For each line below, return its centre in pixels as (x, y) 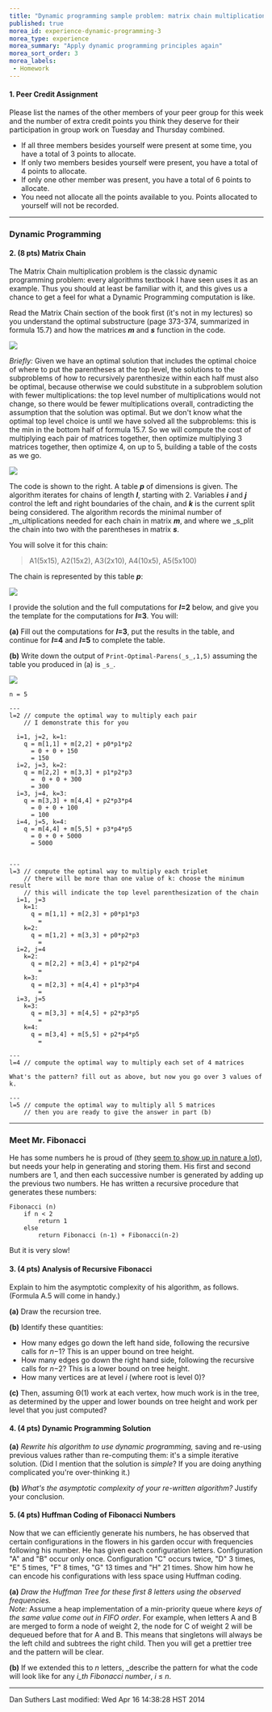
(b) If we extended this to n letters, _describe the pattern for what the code (134, 1667)
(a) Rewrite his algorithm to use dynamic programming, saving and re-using (135, 1446)
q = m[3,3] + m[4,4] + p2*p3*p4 (78, 801)
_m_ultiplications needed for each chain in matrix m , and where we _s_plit (131, 521)
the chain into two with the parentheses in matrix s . (94, 529)
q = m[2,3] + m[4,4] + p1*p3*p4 (85, 985)
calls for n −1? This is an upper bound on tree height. (107, 1351)
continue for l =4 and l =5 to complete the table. (87, 640)
